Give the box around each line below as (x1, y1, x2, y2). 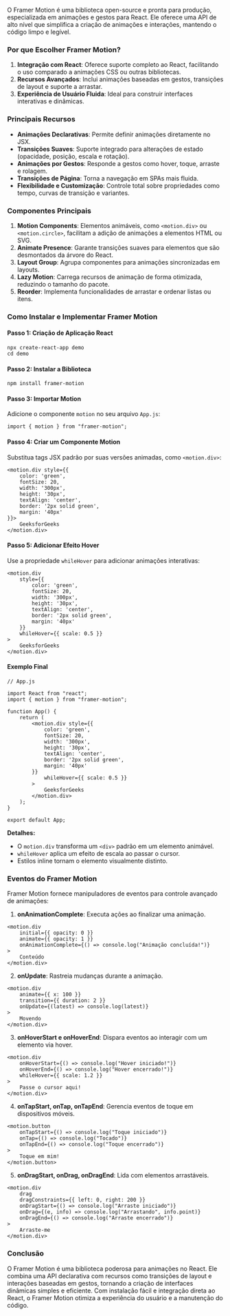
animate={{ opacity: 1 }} (19, 936, 94, 943)
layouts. (16, 265, 40, 274)
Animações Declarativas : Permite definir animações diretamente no (16, 130, 211, 138)
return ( (19, 714, 45, 721)
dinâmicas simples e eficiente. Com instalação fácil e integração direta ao (7, 1286, 216, 1295)
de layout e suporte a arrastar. (16, 83, 103, 91)
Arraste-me (19, 1226, 51, 1234)
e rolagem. (16, 167, 48, 175)
